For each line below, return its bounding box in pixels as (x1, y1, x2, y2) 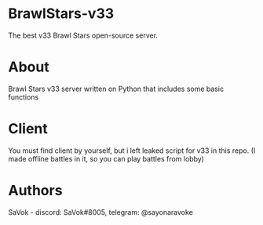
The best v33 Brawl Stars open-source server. (8, 31, 159, 40)
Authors (8, 182, 63, 199)
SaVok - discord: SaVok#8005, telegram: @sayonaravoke (8, 207, 194, 216)
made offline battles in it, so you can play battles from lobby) (8, 154, 204, 163)
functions (8, 92, 39, 102)
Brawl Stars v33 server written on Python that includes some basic (8, 84, 225, 93)
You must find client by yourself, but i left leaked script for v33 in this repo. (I (8, 146, 256, 155)
